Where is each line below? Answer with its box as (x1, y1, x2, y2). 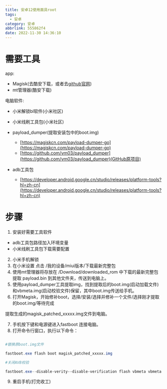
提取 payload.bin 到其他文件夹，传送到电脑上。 (12, 275, 109, 281)
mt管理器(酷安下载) (12, 87, 52, 93)
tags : (5, 12, 16, 17)
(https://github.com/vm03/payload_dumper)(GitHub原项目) (19, 156, 141, 162)
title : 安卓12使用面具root (5, 7, 57, 12)
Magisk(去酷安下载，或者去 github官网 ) (12, 80, 92, 86)
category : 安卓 (5, 21, 35, 26)
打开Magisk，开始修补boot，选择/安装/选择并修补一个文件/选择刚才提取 (12, 294, 160, 300)
